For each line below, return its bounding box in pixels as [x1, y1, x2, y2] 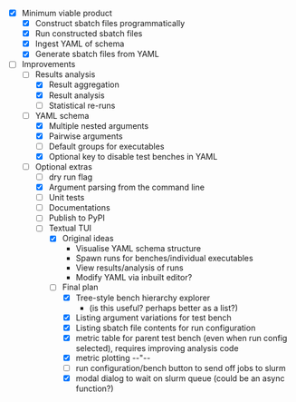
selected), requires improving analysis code [75, 342, 239, 353]
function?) [75, 383, 114, 394]
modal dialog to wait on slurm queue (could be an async [75, 372, 285, 384]
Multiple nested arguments [48, 120, 149, 131]
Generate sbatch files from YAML [34, 49, 159, 60]
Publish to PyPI [48, 212, 105, 223]
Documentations [48, 202, 110, 213]
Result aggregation [48, 79, 119, 90]
